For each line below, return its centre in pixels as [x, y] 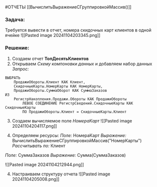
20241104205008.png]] [36, 179]
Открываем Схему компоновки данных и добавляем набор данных [82, 64]
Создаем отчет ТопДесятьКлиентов [50, 58]
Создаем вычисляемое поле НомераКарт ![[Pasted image [72, 120]
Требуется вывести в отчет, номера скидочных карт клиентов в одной [78, 30]
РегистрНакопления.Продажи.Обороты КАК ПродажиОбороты [70, 99]
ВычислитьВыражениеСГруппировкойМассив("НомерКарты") [77, 140]
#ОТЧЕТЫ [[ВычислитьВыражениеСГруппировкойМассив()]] [68, 7]
